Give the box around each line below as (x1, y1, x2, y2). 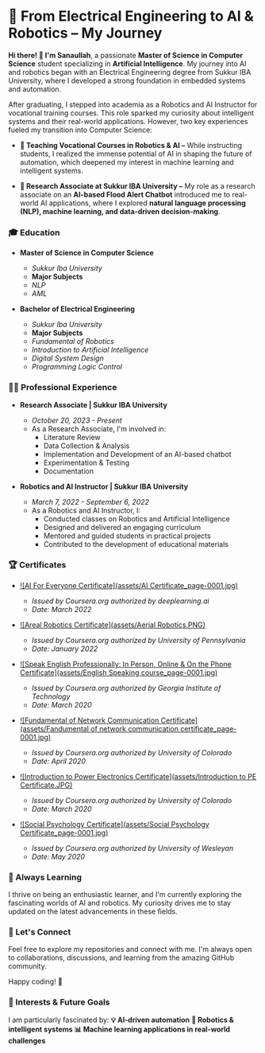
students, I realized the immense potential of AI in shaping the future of (19, 149, 252, 158)
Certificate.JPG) (19, 780, 73, 790)
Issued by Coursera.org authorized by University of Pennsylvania (31, 635, 246, 645)
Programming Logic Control (31, 362, 123, 372)
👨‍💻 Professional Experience (8, 382, 117, 393)
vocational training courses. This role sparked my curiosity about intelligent (8, 107, 255, 118)
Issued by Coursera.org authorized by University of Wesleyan (31, 843, 234, 852)
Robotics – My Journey (8, 24, 163, 42)
